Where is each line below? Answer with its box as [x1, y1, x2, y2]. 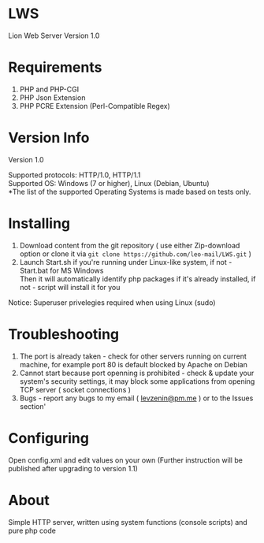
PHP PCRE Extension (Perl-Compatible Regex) [19, 101, 171, 110]
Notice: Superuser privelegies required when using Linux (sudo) [8, 297, 216, 307]
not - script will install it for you [19, 282, 121, 292]
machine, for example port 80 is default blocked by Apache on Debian [19, 359, 248, 369]
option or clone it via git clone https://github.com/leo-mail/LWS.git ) [19, 249, 252, 258]
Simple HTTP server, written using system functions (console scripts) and [8, 517, 248, 526]
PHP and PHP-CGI [19, 84, 80, 94]
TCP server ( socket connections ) [19, 385, 132, 394]
